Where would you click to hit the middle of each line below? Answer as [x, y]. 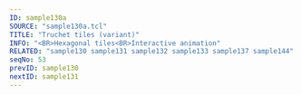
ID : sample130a [38, 18]
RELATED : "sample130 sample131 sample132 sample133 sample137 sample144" [152, 52]
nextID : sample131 [44, 77]
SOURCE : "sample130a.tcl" [58, 26]
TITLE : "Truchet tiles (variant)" [75, 34]
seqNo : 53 [28, 60]
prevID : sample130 [44, 69]
